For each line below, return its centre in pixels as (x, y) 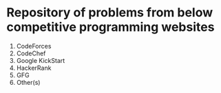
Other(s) (28, 82)
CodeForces (34, 46)
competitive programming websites (110, 27)
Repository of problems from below (110, 13)
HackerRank (34, 68)
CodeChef (31, 53)
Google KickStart (41, 60)
